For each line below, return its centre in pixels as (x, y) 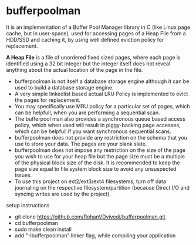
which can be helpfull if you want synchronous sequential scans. (93, 131)
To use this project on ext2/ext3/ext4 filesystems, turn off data (90, 181)
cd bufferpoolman (36, 223)
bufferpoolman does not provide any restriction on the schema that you (101, 137)
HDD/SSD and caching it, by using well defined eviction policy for (85, 39)
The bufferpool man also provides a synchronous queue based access (100, 118)
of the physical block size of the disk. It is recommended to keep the (97, 163)
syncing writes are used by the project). (63, 194)
